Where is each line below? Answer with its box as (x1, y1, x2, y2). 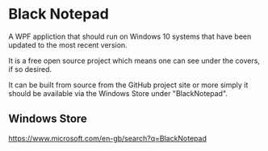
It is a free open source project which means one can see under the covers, (8, 56, 261, 65)
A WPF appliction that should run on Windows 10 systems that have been (8, 31, 252, 41)
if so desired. (8, 64, 52, 73)
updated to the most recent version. (8, 40, 128, 49)
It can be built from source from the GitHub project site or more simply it (8, 80, 249, 90)
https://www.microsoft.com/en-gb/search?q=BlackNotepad (8, 133, 207, 143)
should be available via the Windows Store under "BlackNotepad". (8, 88, 228, 98)
